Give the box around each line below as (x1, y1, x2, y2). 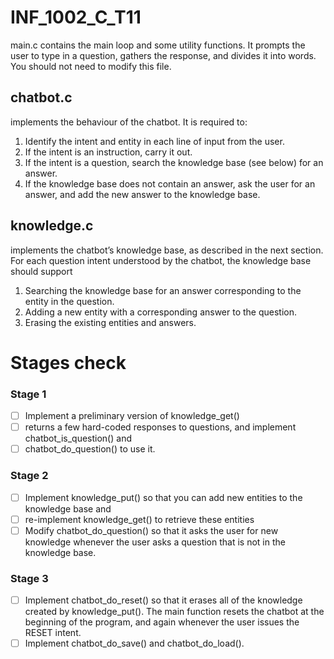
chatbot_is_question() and (24, 432, 132, 445)
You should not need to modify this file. (10, 60, 172, 72)
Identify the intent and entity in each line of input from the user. (24, 135, 285, 147)
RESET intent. (24, 627, 82, 639)
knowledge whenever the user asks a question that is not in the (24, 536, 286, 548)
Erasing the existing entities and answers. (24, 316, 197, 328)
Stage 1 (10, 387, 47, 401)
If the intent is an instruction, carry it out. (24, 146, 193, 158)
